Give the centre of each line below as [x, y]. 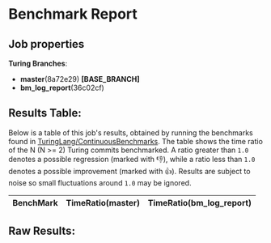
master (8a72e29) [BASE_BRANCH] [80, 79]
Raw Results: [42, 231]
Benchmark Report [73, 14]
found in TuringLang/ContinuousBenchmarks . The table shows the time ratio [135, 141]
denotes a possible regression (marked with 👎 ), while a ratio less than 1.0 [132, 159]
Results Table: [45, 113]
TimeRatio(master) [103, 202]
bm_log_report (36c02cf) [62, 87]
